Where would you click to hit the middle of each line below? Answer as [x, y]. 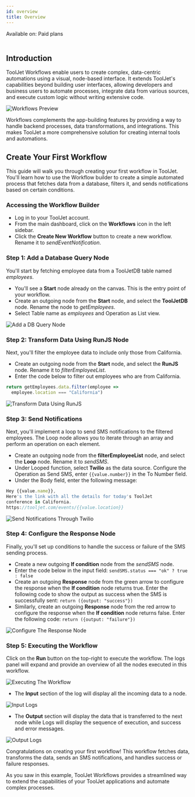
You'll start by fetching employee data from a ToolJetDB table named [89, 271]
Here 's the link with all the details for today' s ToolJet [79, 496]
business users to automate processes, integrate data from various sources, [98, 91]
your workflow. [32, 294]
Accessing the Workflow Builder [53, 205]
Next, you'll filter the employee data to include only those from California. [94, 353]
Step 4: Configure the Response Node [61, 534]
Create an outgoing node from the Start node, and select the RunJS [96, 364]
